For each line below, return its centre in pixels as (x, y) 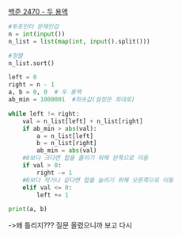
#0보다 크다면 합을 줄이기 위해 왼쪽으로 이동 (85, 158)
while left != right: (44, 113)
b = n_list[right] (67, 143)
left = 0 (23, 78)
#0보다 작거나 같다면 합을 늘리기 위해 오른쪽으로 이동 (98, 180)
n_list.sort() (32, 63)
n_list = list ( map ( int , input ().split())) (79, 41)
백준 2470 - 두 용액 (38, 11)
